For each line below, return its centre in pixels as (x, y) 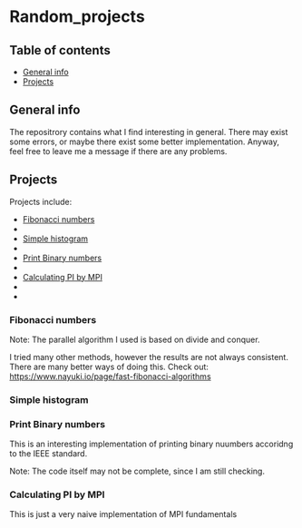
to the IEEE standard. (49, 454)
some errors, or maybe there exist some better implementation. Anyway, (144, 142)
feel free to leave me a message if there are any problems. (118, 151)
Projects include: (41, 201)
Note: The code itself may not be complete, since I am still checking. (137, 471)
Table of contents (60, 50)
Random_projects (77, 17)
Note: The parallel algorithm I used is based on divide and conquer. (135, 339)
